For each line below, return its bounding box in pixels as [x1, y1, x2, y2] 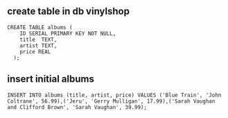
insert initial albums [7, 73, 95, 85]
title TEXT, [19, 36, 58, 43]
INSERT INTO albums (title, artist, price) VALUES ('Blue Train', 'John [7, 92, 222, 99]
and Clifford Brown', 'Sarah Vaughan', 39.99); [7, 103, 148, 110]
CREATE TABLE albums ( [7, 24, 73, 31]
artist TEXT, [19, 42, 58, 49]
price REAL [19, 48, 51, 55]
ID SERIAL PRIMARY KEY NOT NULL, [19, 30, 116, 37]
